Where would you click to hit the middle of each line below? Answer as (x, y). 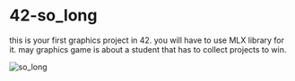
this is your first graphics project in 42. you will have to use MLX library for (147, 40)
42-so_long (53, 16)
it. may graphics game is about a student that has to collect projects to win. (148, 49)
